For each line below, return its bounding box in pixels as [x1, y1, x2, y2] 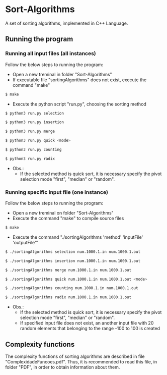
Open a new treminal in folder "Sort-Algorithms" [12, 71, 112, 77]
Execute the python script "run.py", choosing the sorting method [12, 101, 147, 107]
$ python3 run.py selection [5, 111, 64, 116]
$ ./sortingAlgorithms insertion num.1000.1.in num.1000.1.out [5, 258, 141, 263]
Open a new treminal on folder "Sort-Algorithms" [12, 210, 114, 216]
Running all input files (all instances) [5, 50, 97, 57]
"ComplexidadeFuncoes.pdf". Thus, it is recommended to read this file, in [5, 358, 157, 364]
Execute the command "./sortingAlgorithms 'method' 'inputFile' [12, 234, 143, 240]
